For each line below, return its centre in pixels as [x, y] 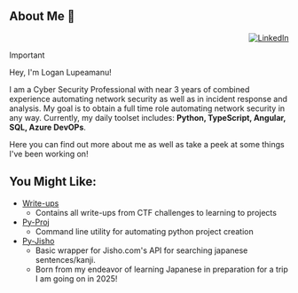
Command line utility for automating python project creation [145, 231]
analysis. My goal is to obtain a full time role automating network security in [147, 108]
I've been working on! [49, 154]
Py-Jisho [38, 241]
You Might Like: [53, 182]
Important [27, 55]
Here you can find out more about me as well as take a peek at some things [147, 144]
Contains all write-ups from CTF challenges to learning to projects [156, 212]
